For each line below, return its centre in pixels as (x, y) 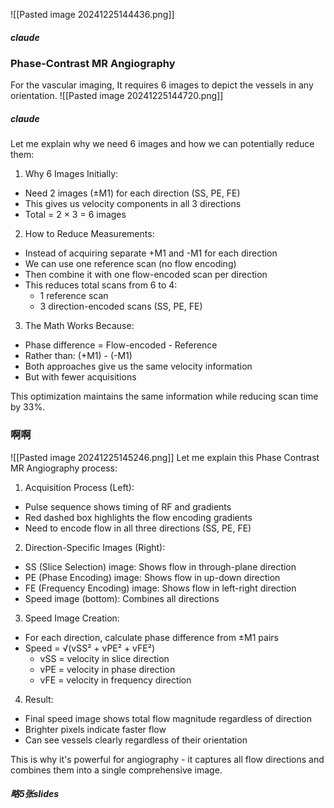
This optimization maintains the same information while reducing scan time (164, 396)
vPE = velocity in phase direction (107, 669)
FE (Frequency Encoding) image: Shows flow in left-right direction (160, 588)
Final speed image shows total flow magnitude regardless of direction (168, 718)
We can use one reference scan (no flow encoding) (130, 264)
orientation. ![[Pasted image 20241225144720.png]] (117, 96)
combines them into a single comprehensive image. (116, 770)
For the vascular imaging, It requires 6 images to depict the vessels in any (162, 85)
